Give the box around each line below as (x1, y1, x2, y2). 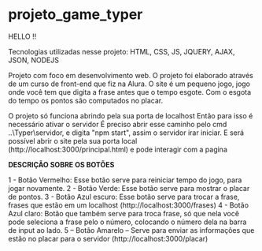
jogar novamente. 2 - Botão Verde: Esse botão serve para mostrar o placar (8, 183, 250, 193)
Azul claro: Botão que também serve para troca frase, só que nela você (8, 208, 240, 218)
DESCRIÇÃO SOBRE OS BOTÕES (8, 159, 115, 169)
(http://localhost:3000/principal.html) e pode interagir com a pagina (8, 144, 228, 154)
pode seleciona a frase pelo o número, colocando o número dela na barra (8, 217, 247, 227)
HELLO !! (8, 32, 37, 41)
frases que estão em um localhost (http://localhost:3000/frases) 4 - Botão (8, 200, 249, 210)
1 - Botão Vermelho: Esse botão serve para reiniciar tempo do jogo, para (8, 175, 242, 185)
